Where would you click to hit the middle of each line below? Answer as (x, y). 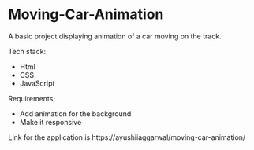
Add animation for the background (75, 113)
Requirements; (32, 98)
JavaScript (37, 83)
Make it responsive (50, 122)
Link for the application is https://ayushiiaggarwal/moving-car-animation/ (127, 137)
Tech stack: (27, 51)
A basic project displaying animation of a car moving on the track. (115, 36)
